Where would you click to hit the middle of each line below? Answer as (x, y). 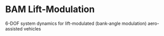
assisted (14, 28)
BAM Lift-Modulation (50, 9)
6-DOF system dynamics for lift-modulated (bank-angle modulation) (76, 23)
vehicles (32, 28)
